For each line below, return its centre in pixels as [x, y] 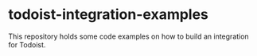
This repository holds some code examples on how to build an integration [128, 36]
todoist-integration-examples [109, 15]
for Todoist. [27, 44]
